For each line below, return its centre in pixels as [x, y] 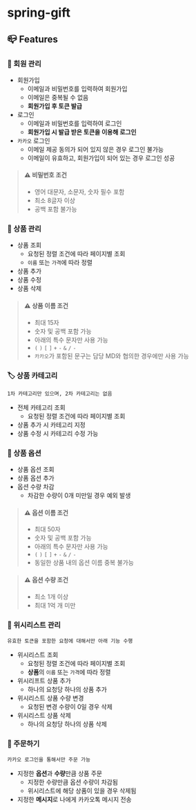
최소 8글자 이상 [55, 201]
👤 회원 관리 [24, 64]
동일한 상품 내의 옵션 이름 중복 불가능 [84, 563]
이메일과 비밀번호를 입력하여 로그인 [75, 123]
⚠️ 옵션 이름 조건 [46, 512]
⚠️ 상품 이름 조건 [46, 306]
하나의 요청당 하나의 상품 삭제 [67, 724]
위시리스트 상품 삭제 [44, 715]
